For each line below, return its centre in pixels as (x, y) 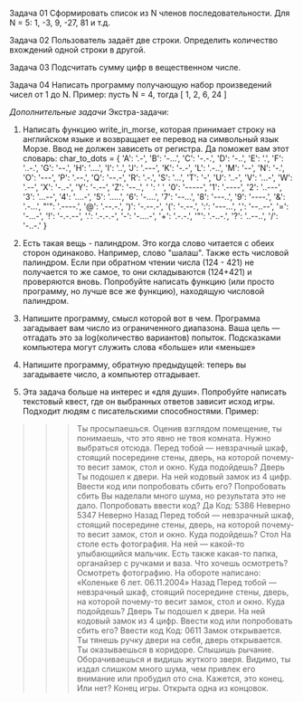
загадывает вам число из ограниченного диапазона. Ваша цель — (151, 328)
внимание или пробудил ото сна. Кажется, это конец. (180, 678)
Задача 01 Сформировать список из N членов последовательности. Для (150, 13)
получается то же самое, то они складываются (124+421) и (137, 272)
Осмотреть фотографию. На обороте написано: (169, 573)
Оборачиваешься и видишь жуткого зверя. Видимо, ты (184, 659)
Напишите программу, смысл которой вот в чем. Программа (141, 318)
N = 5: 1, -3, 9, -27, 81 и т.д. (60, 23)
